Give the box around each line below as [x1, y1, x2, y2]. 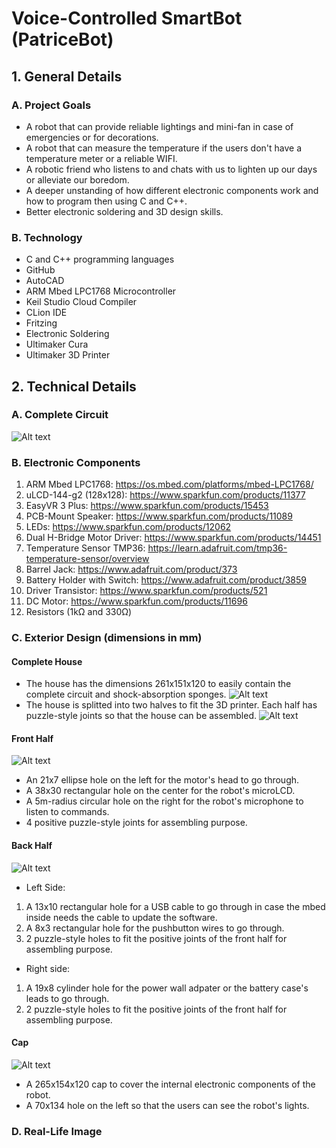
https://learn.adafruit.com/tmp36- [147, 542, 288, 554]
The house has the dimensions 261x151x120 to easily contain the [25, 678, 292, 690]
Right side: [25, 962, 71, 974]
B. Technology [11, 230, 83, 244]
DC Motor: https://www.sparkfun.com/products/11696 [25, 595, 248, 607]
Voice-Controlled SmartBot [11, 7, 243, 30]
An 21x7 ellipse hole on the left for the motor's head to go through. [25, 774, 300, 786]
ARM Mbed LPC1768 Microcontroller [25, 285, 177, 297]
